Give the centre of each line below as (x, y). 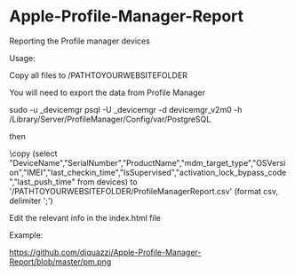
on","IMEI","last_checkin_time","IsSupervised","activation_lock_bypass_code (148, 172)
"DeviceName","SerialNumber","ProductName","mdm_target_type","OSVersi (147, 162)
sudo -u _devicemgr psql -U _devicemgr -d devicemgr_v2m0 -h (126, 109)
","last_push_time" (42, 181)
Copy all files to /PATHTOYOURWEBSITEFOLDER (99, 75)
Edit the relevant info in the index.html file (85, 217)
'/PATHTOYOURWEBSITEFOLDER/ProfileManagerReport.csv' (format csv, (144, 191)
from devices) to (107, 181)
